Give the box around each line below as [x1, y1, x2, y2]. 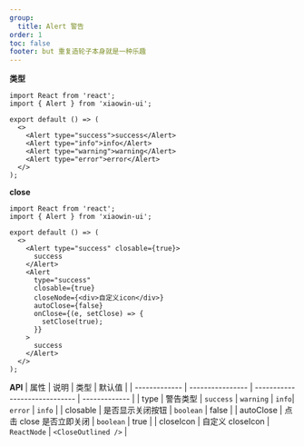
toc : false [9, 38, 51, 48]
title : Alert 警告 [17, 22, 84, 31]
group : [9, 13, 34, 23]
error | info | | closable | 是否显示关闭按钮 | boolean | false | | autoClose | [9, 405, 283, 416]
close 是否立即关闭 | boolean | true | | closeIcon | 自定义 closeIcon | [19, 416, 270, 427]
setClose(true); [42, 317, 103, 327]
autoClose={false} [33, 302, 103, 311]
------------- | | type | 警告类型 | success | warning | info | [82, 393, 295, 404]
